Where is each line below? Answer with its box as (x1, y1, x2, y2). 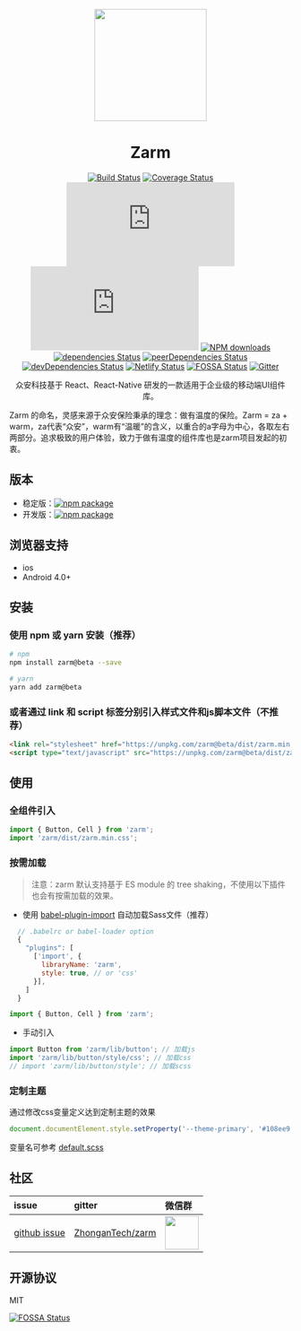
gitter (73, 1198, 99, 1211)
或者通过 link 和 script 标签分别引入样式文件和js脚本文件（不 (9, 705, 270, 718)
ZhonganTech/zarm (73, 1226, 157, 1239)
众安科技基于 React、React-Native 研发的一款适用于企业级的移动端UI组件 (15, 379, 286, 390)
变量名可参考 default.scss (9, 1142, 105, 1153)
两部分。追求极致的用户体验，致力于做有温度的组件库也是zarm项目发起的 (9, 431, 279, 443)
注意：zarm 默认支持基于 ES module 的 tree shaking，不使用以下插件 (30, 879, 286, 890)
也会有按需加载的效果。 (30, 890, 118, 900)
